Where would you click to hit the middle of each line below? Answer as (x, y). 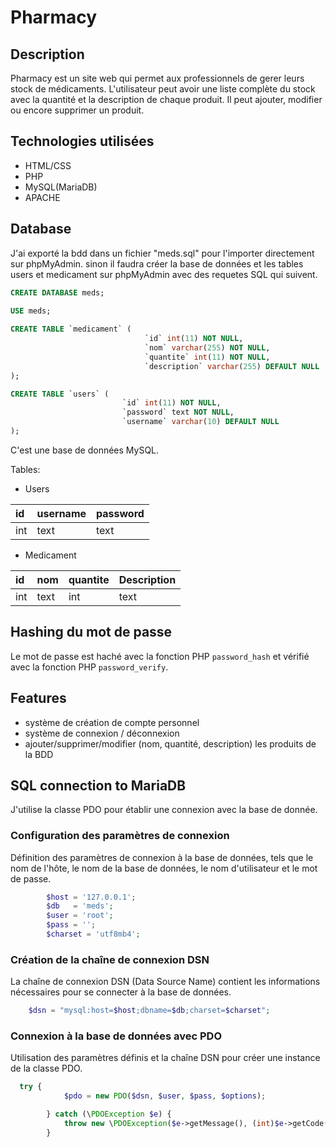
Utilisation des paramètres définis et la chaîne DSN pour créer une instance (165, 1058)
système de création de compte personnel (112, 722)
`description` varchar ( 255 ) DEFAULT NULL (232, 366)
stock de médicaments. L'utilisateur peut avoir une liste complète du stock (163, 89)
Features (38, 698)
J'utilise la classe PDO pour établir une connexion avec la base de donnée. (164, 810)
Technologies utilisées (82, 141)
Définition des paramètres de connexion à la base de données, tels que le (162, 857)
